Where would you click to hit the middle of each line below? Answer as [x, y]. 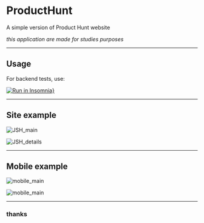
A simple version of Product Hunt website [58, 27]
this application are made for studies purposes [65, 39]
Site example [31, 115]
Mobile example [37, 166]
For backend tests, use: [36, 78]
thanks [17, 214]
